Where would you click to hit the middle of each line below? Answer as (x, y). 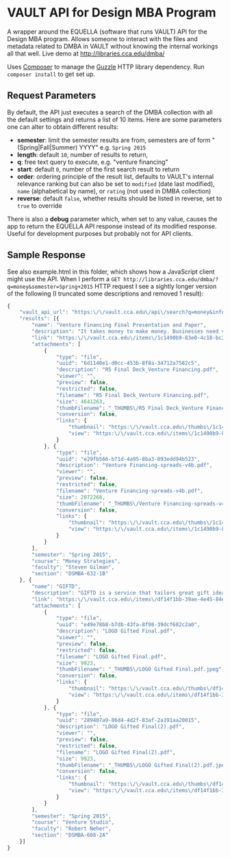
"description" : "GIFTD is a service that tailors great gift (121, 593)
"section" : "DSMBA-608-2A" (70, 835)
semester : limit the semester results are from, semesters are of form (114, 140)
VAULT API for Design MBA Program (112, 13)
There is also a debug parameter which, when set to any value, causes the (112, 219)
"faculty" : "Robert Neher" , (72, 829)
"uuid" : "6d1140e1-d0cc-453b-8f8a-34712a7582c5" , (128, 364)
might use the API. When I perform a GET (64, 278)
